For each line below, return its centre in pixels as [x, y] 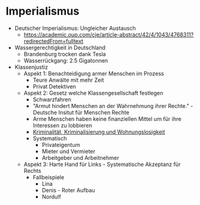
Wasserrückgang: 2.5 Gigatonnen [66, 60]
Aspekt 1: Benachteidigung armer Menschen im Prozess [94, 73]
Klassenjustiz [31, 67]
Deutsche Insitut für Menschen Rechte [81, 112]
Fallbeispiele [48, 177]
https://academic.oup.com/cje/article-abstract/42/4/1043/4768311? [109, 34]
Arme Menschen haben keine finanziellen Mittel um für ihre [107, 119]
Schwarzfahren [52, 99]
